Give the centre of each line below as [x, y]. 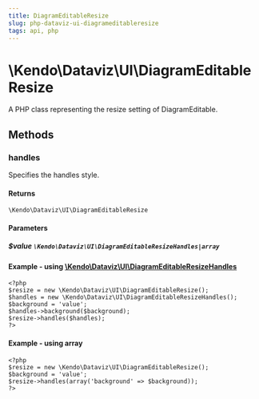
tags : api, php [34, 30]
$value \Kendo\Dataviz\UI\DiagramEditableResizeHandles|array [114, 246]
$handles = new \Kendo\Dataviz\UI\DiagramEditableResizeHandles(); [123, 297]
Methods [31, 134]
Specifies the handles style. [54, 175]
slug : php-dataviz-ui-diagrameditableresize [84, 23]
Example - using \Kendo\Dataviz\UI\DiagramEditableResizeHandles [123, 266]
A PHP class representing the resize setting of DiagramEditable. [113, 110]
